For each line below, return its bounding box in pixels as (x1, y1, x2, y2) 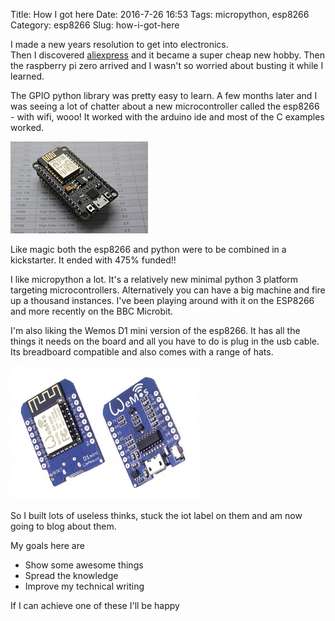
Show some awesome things (24, 559, 144, 571)
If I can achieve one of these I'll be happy (10, 600, 180, 611)
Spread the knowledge (24, 570, 119, 581)
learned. (10, 70, 45, 82)
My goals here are (10, 540, 85, 551)
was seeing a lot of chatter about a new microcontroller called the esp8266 (10, 100, 320, 112)
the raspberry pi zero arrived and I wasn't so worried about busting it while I (10, 60, 324, 71)
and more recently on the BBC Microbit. (10, 305, 174, 317)
